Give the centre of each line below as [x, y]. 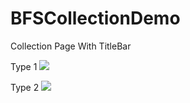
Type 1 [24, 66]
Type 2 [25, 87]
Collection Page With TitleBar [71, 46]
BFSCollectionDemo [95, 18]
